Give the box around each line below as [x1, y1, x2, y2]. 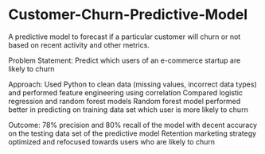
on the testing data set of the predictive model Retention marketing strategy [8, 129, 257, 138]
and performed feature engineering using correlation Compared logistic [8, 87, 244, 97]
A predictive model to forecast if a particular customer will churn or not [8, 32, 241, 41]
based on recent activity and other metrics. [8, 40, 150, 49]
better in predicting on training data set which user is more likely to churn [8, 105, 248, 114]
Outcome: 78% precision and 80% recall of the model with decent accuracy [8, 120, 257, 129]
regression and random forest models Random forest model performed [8, 96, 241, 106]
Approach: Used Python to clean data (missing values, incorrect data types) [8, 79, 257, 89]
